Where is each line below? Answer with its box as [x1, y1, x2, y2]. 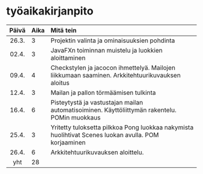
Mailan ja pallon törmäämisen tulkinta [50, 88, 156, 97]
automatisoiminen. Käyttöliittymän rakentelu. [50, 106, 177, 114]
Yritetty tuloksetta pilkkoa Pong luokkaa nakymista [50, 123, 194, 131]
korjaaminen [50, 138, 86, 146]
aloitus [50, 79, 69, 87]
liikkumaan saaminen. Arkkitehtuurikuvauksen [50, 71, 181, 79]
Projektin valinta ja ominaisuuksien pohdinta [50, 36, 175, 45]
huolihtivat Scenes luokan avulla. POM [50, 130, 159, 139]
